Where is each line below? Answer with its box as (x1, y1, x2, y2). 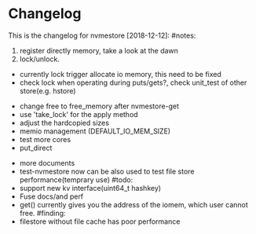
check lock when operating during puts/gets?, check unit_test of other (19, 78, 247, 87)
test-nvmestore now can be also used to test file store (19, 166, 195, 176)
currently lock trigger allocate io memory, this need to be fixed (19, 69, 222, 79)
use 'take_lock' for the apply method (19, 109, 139, 119)
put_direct (19, 143, 53, 152)
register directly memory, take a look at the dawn (19, 46, 179, 55)
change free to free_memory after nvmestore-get (19, 101, 179, 111)
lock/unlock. (19, 54, 60, 64)
